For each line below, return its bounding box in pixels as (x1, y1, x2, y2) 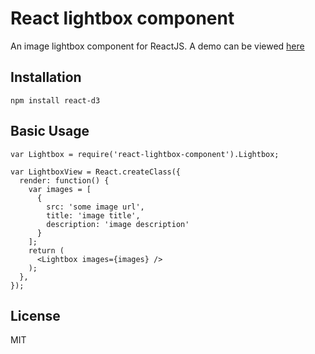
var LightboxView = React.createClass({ (10, 167, 182, 177)
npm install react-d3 (10, 95, 101, 106)
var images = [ (28, 184, 92, 194)
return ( (28, 245, 65, 256)
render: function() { (19, 175, 110, 186)
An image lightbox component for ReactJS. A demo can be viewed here (10, 40, 305, 52)
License (10, 307, 61, 324)
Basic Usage (10, 123, 90, 140)
